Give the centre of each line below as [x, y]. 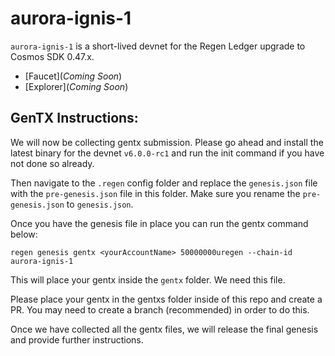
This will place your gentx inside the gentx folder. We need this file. [148, 279]
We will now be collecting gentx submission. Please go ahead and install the [167, 142]
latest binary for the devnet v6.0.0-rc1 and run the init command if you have [167, 153]
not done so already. [52, 163]
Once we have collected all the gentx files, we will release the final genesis [164, 329]
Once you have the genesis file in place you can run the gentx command [159, 223]
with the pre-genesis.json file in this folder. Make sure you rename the [155, 193]
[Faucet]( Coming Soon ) [73, 76]
